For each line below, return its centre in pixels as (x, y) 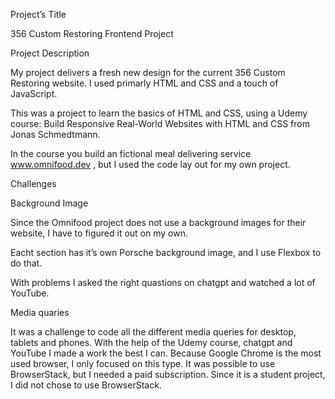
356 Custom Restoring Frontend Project (92, 33)
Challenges (33, 183)
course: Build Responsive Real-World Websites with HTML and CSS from (160, 123)
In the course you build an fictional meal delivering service (131, 153)
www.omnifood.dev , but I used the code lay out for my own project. (150, 164)
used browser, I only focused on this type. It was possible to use (143, 363)
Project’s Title (38, 14)
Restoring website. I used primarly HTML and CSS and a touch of (144, 83)
